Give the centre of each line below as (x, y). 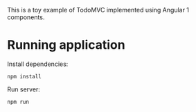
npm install (24, 76)
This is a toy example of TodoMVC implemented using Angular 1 (98, 10)
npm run (18, 102)
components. (26, 17)
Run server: (24, 89)
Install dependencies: (38, 64)
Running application (66, 45)
